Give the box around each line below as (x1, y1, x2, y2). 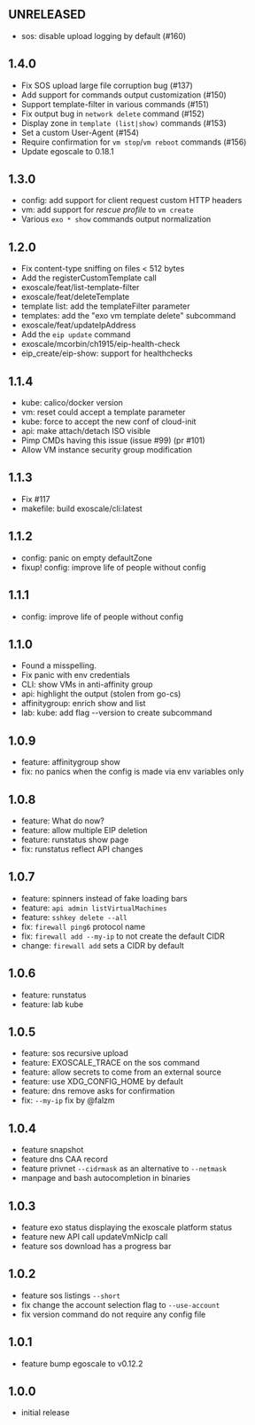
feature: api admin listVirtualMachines (20, 902, 167, 913)
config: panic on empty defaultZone (20, 552, 152, 563)
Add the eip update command (20, 329, 131, 340)
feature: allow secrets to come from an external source (20, 1067, 222, 1077)
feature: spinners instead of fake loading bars (20, 893, 188, 903)
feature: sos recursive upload (20, 1048, 129, 1059)
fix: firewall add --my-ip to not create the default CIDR (20, 931, 225, 941)
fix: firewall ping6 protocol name (20, 921, 146, 932)
